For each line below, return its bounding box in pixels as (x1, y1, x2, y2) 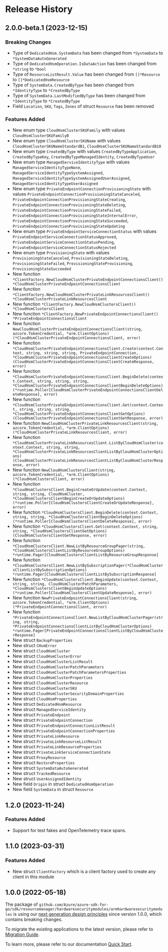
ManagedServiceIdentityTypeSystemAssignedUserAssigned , (12, 175, 131, 181)
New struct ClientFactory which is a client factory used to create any (12, 868, 156, 874)
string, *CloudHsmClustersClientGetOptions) (12, 529, 107, 534)
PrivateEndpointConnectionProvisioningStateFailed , (12, 207, 122, 213)
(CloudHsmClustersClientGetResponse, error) (12, 533, 107, 538)
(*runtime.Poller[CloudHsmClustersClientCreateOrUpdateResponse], (12, 501, 154, 506)
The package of (5, 901, 38, 907)
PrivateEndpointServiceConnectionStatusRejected (12, 245, 116, 250)
